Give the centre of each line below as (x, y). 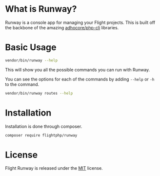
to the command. (22, 84)
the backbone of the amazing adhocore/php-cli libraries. (62, 27)
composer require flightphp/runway (41, 135)
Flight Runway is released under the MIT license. (54, 168)
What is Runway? (41, 9)
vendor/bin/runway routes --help (39, 93)
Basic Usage (31, 48)
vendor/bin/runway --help (31, 60)
